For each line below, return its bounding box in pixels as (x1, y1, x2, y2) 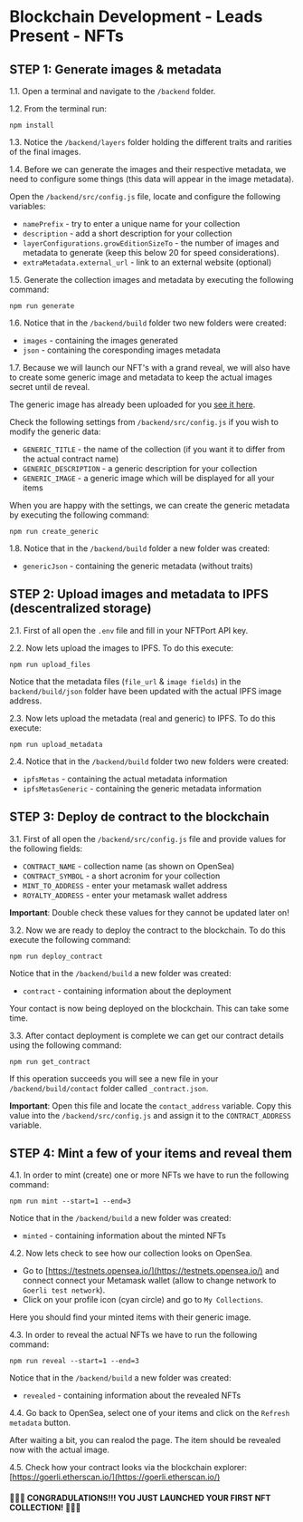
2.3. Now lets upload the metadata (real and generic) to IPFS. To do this (9, 713, 276, 723)
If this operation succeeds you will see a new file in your (9, 1072, 219, 1084)
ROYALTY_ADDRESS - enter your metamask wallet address (22, 889, 228, 900)
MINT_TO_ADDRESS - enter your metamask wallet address (22, 879, 228, 890)
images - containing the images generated (22, 335, 179, 345)
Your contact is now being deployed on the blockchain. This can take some (9, 1003, 289, 1013)
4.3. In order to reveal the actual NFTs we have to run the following (9, 1330, 258, 1341)
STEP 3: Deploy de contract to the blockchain (9, 809, 270, 825)
